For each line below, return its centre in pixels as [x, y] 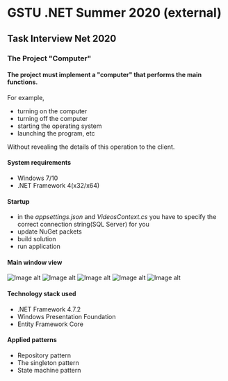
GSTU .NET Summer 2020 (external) [114, 13]
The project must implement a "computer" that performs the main [105, 75]
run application [39, 246]
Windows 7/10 [38, 178]
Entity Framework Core [50, 324]
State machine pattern [49, 370]
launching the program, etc [56, 133]
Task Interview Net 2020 [62, 39]
